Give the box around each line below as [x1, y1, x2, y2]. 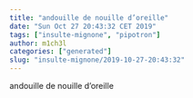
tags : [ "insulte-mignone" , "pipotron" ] [9, 30, 161, 39]
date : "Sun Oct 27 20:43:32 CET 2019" [9, 22, 157, 31]
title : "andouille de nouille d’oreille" [9, 13, 169, 23]
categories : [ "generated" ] [9, 47, 112, 56]
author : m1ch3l [9, 38, 67, 48]
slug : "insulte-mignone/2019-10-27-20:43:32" [9, 55, 185, 64]
